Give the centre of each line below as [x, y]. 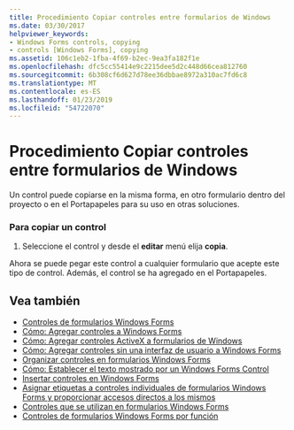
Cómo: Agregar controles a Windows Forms [102, 332]
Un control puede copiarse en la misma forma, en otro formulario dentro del [147, 195]
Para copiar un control [58, 227]
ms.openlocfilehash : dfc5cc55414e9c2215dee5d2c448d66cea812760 [128, 67]
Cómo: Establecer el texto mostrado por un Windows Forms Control [146, 369]
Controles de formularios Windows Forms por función [120, 416]
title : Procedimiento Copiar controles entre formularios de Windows [140, 17]
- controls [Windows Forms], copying [79, 50]
